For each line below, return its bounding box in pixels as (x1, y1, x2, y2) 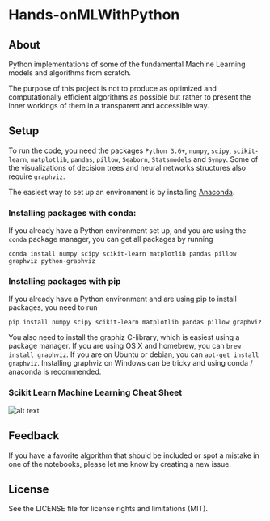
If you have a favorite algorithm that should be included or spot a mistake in (8, 451, 260, 460)
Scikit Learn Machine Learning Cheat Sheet (8, 387, 183, 398)
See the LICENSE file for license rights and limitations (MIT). (8, 504, 209, 514)
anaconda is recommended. (8, 366, 102, 377)
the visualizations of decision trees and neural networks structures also (8, 163, 247, 172)
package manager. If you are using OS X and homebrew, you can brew (8, 341, 241, 351)
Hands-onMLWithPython (8, 6, 180, 24)
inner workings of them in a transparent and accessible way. (8, 101, 210, 110)
